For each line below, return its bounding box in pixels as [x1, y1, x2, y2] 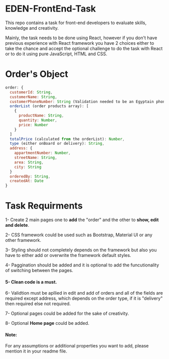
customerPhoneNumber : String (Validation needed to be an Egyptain [10, 99, 154, 104]
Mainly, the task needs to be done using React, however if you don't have [5, 35, 157, 41]
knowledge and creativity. [5, 25, 59, 31]
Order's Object [5, 68, 68, 80]
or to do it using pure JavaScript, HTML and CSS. [5, 51, 108, 57]
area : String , [14, 159, 44, 165]
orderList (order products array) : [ [10, 104, 89, 109]
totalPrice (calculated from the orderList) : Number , [10, 136, 125, 141]
